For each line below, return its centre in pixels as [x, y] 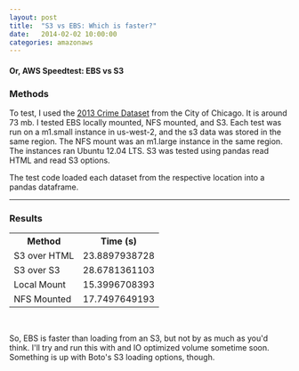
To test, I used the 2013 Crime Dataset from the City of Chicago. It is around [148, 113]
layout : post [33, 17]
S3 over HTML [44, 256]
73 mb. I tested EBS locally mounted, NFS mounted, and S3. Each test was [145, 123]
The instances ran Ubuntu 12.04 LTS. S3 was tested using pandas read [139, 151]
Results [26, 219]
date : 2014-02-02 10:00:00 [63, 34]
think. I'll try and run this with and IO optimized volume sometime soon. [139, 348]
